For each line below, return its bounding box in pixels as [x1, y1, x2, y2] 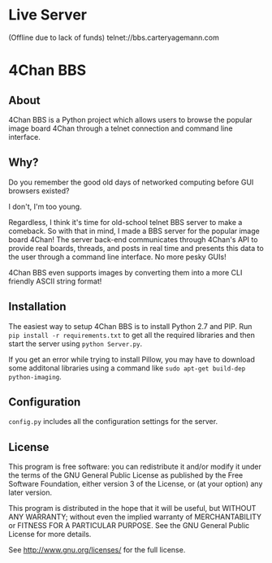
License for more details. [8, 530, 92, 539]
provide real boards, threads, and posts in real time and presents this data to [8, 243, 264, 253]
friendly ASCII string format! [8, 276, 102, 286]
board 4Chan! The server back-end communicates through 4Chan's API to [8, 234, 258, 245]
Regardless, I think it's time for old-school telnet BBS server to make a [8, 217, 243, 227]
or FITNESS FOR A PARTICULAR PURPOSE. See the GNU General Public [8, 521, 250, 531]
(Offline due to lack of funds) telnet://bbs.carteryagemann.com [8, 32, 219, 42]
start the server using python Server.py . [8, 339, 143, 349]
